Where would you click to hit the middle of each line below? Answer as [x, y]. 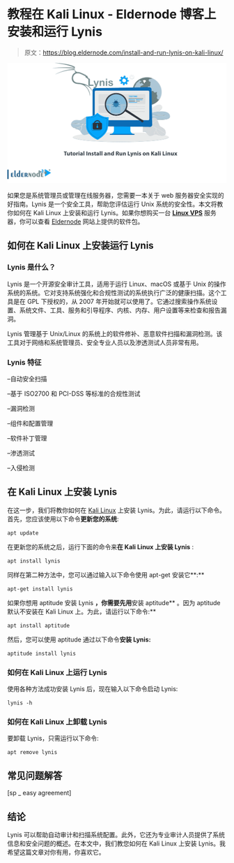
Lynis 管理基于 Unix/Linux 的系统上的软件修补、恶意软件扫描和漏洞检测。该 [115, 333]
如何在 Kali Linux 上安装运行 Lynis [81, 246]
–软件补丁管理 [27, 438]
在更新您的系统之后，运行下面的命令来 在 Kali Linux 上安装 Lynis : [101, 546]
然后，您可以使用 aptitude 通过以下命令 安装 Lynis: [79, 639]
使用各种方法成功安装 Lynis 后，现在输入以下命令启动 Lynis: [93, 689]
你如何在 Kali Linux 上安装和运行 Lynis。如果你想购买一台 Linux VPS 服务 [112, 213]
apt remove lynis [32, 753]
